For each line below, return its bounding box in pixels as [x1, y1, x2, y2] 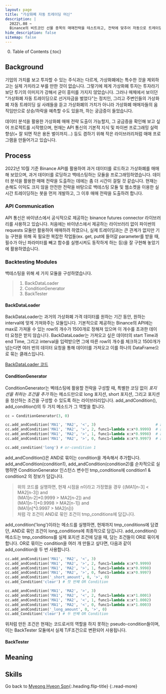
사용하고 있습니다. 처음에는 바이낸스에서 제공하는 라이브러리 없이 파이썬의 [14, 221, 156, 227]
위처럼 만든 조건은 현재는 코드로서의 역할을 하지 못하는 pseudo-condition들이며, [5, 621, 160, 627]
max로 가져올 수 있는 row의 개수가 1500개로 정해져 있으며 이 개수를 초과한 [5, 326, 148, 332]
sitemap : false [5, 35, 37, 40]
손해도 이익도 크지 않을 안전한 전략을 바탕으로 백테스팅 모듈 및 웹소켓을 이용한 [5, 184, 154, 190]
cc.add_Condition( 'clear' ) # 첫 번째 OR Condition [5, 579, 109, 584]
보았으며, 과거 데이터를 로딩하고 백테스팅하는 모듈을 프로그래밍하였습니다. [10, 172, 152, 178]
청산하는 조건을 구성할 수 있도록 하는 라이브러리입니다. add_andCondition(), [10, 397, 157, 403]
